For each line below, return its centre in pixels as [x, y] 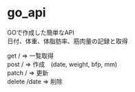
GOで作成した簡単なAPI [41, 32]
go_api [27, 13]
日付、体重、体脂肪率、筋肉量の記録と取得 [67, 41]
